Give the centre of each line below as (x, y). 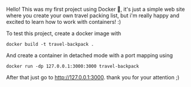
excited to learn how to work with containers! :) (64, 22)
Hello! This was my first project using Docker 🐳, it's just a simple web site (95, 9)
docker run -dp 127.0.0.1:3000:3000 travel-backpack (73, 66)
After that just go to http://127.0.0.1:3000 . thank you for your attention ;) (93, 77)
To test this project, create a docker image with (64, 33)
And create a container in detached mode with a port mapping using (90, 55)
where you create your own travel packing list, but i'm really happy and (93, 15)
